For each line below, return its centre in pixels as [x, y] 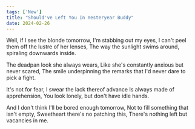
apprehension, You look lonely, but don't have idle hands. [78, 96]
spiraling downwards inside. [41, 53]
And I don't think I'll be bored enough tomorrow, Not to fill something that [97, 108]
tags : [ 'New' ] [24, 12]
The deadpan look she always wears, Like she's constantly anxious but [95, 65]
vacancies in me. [27, 121]
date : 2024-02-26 [28, 23]
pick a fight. [21, 78]
